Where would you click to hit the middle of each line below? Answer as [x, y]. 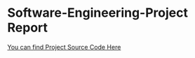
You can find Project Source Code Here [64, 47]
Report [27, 28]
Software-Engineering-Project [97, 13]
